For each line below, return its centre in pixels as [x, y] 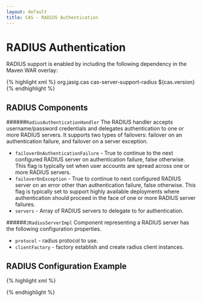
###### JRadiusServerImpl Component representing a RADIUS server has [98, 223]
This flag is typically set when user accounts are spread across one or [102, 166]
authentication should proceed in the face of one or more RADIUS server [105, 198]
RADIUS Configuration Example [67, 266]
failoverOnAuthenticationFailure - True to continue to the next [94, 153]
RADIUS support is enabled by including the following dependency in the [96, 64]
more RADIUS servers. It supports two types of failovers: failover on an [94, 135]
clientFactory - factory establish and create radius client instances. [99, 247]
